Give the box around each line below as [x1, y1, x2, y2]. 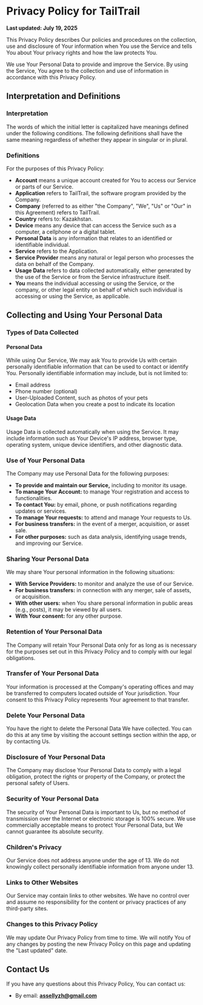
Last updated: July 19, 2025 [6, 24, 78, 32]
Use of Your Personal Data [6, 456, 85, 464]
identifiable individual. [15, 241, 70, 248]
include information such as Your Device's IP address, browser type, [6, 435, 178, 442]
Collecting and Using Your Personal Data [6, 310, 162, 321]
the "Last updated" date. [6, 947, 68, 954]
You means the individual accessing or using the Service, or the [15, 279, 175, 287]
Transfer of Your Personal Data [6, 669, 99, 678]
